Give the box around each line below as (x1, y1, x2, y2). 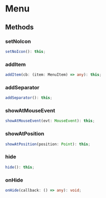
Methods (5, 23, 34, 31)
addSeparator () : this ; (5, 95, 52, 100)
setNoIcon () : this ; (5, 49, 46, 54)
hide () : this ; (5, 165, 35, 170)
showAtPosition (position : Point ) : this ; (5, 142, 91, 147)
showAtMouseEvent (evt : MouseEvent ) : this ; (5, 118, 95, 124)
